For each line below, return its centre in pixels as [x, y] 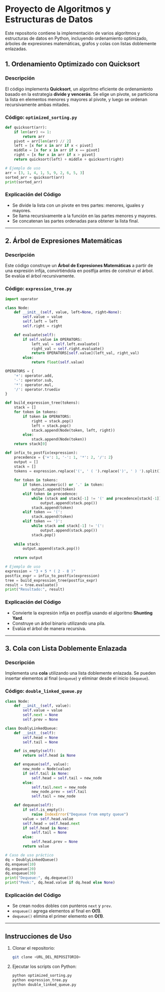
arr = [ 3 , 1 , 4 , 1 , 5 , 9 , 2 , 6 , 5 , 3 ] [45, 173]
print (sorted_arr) [24, 182]
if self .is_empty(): [44, 810]
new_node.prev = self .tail [59, 792]
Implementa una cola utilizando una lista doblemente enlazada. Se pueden [81, 673]
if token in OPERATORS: [47, 416]
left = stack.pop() [51, 426]
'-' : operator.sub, [34, 380]
